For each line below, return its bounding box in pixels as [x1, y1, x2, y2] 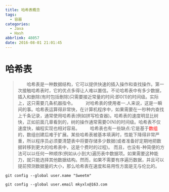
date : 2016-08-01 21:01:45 [5, 40, 62, 45]
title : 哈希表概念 [5, 7, 40, 13]
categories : [5, 21, 30, 27]
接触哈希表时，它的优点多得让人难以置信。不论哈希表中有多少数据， [22, 87, 164, 93]
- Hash [10, 31, 24, 36]
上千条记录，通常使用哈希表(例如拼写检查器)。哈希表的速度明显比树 [17, 112, 159, 118]
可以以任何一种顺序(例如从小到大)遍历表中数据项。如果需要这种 [22, 150, 154, 156]
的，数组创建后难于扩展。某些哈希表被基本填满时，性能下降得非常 [17, 132, 155, 138]
